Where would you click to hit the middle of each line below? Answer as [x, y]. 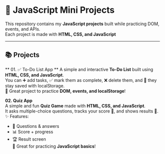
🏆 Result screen [29, 139]
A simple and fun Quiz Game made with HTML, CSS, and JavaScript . [75, 106]
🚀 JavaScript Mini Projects [60, 10]
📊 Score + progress [33, 132]
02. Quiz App [19, 100]
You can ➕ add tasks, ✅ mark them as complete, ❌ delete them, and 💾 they [81, 80]
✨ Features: [17, 116]
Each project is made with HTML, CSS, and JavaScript [61, 34]
